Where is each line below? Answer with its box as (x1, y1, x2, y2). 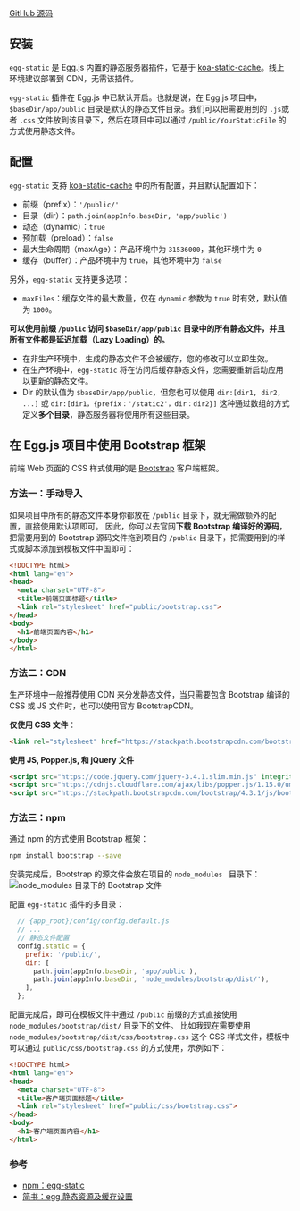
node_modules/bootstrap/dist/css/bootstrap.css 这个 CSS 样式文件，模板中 (9, 1031, 290, 1042)
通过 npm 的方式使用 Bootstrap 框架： (9, 834, 149, 844)
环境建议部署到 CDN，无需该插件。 (9, 72, 138, 83)
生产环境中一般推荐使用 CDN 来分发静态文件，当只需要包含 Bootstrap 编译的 (9, 689, 290, 699)
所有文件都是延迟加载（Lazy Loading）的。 (9, 334, 170, 344)
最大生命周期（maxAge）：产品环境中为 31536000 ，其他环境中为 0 (21, 243, 262, 254)
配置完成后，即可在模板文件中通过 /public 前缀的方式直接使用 (9, 1009, 237, 1020)
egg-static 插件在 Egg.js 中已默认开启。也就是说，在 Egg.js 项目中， (9, 92, 262, 103)
